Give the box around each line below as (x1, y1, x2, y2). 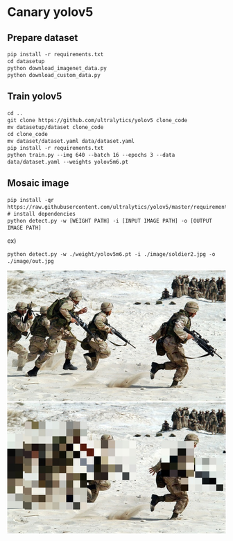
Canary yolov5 (7, 4, 94, 20)
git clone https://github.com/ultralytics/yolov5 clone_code (7, 117, 188, 123)
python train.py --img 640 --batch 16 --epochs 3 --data (7, 151, 175, 158)
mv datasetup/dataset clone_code (7, 123, 104, 130)
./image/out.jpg (7, 257, 54, 264)
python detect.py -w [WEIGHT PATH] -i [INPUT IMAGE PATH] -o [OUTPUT (7, 217, 213, 224)
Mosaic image (7, 178, 69, 189)
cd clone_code (7, 130, 49, 137)
